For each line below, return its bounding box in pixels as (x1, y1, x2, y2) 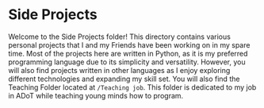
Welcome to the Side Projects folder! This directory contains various (8, 32, 231, 41)
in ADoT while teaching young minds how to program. (8, 91, 184, 100)
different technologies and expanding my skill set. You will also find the (8, 74, 240, 83)
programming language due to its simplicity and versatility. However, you (8, 57, 246, 67)
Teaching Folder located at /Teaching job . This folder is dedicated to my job (8, 82, 257, 92)
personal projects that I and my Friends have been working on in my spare (8, 40, 251, 49)
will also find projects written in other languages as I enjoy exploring (8, 65, 231, 75)
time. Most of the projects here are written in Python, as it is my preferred (8, 48, 248, 58)
